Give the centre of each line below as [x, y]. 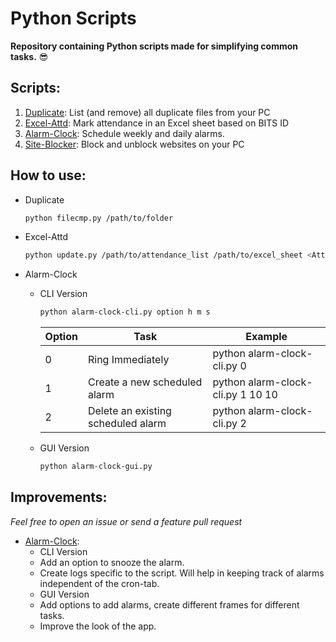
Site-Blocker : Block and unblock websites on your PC [134, 144]
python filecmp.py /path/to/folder [99, 218]
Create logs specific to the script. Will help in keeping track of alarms [182, 573]
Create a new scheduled [145, 382]
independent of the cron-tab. [99, 583]
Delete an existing [129, 411]
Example [266, 337]
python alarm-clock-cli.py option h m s [125, 312]
